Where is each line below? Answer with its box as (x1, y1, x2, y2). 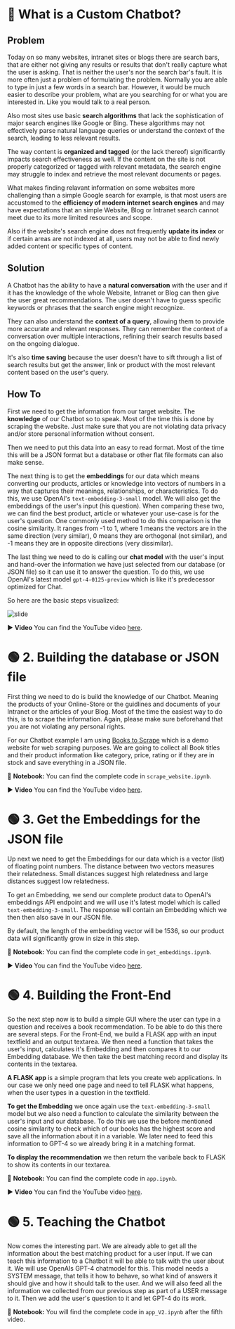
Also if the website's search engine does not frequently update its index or (7, 227, 224, 235)
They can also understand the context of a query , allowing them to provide (7, 316, 225, 326)
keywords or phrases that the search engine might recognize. (7, 303, 185, 312)
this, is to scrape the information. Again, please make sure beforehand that (7, 714, 223, 723)
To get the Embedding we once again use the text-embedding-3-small (7, 1102, 210, 1110)
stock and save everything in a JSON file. (7, 758, 127, 766)
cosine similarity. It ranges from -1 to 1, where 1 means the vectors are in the (7, 524, 227, 532)
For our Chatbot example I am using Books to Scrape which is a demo (7, 736, 209, 744)
